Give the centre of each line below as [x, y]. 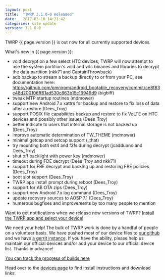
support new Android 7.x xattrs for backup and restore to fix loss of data [86, 103]
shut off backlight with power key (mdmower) [59, 156]
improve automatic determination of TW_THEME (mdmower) [74, 135]
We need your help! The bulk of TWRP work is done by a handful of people [82, 228]
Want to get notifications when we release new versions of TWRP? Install [80, 213]
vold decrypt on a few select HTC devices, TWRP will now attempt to [82, 61]
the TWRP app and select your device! [44, 218]
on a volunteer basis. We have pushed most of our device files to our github [82, 233]
